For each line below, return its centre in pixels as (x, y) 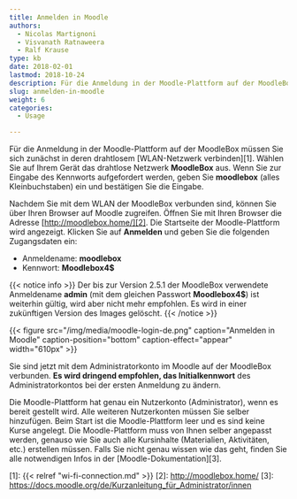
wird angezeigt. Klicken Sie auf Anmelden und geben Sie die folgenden (139, 232)
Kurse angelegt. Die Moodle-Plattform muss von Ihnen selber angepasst (141, 431)
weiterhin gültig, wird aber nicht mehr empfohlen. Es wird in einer (128, 304)
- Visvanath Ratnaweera (61, 42)
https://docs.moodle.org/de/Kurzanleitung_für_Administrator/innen (130, 485)
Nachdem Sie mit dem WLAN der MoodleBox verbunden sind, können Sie (143, 203)
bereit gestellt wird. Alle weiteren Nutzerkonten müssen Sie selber (129, 411)
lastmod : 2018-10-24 (47, 75)
